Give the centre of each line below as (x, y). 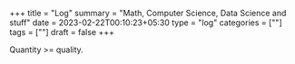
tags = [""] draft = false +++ (62, 32)
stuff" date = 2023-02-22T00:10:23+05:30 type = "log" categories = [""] (146, 23)
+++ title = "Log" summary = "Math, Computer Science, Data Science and (148, 13)
